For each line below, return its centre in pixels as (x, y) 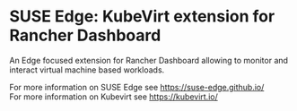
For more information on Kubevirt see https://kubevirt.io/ (114, 97)
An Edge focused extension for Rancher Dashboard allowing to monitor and (149, 60)
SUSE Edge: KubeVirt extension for (142, 17)
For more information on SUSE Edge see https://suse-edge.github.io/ (137, 87)
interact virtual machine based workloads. (87, 70)
